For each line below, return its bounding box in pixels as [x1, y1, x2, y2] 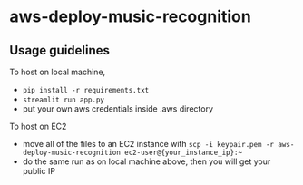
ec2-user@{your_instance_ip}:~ [123, 148, 243, 157]
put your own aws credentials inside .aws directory [22, 103, 213, 114]
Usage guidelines [9, 43, 111, 58]
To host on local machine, [9, 66, 106, 77]
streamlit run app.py [22, 95, 104, 104]
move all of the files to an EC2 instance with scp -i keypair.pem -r [22, 139, 275, 149]
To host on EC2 [9, 121, 67, 131]
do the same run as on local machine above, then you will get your [22, 156, 271, 167]
